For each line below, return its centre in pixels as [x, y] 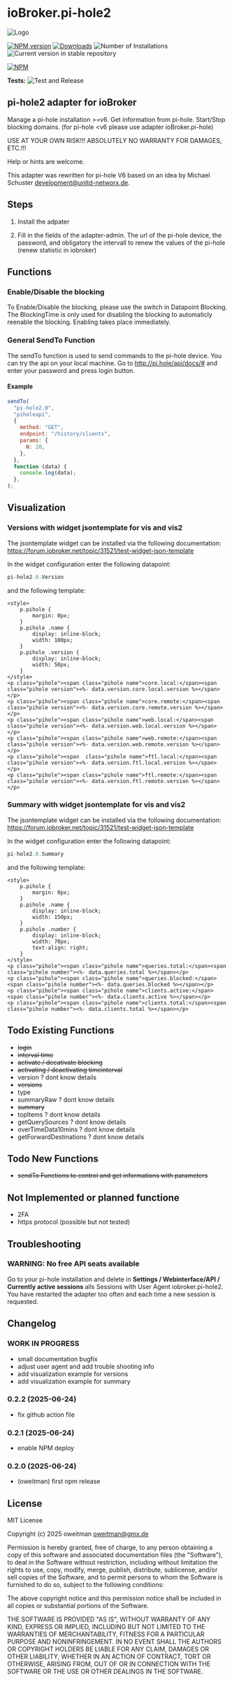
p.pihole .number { [48, 929]
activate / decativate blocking [60, 1062]
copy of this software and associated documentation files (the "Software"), [115, 1555]
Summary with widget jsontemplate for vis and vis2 [96, 805]
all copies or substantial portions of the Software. [78, 1606]
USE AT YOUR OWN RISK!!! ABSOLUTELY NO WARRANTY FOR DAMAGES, [115, 140]
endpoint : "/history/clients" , [65, 434]
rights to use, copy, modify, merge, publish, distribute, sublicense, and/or [112, 1570]
